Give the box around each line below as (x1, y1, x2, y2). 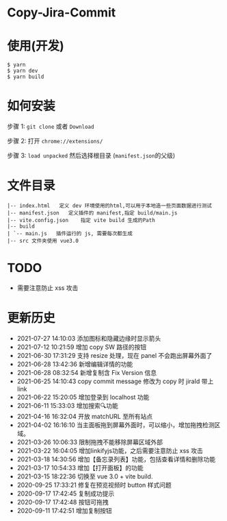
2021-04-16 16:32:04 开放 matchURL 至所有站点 (16, 412, 152, 420)
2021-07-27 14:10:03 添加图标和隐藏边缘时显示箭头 (16, 334, 161, 342)
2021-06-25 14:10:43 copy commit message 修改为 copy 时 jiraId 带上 (16, 377, 214, 385)
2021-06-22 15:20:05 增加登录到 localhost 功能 (16, 393, 150, 401)
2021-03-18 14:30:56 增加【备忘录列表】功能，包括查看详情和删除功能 (16, 455, 216, 463)
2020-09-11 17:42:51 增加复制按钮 (16, 506, 112, 515)
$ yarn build (7, 73, 44, 80)
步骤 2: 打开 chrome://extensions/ (7, 137, 103, 145)
